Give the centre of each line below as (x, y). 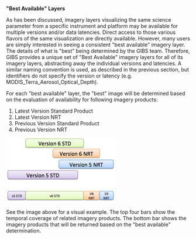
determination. (24, 231)
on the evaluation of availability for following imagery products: (82, 100)
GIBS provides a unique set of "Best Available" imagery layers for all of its (94, 57)
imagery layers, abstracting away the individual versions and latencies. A (94, 63)
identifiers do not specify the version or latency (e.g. (69, 76)
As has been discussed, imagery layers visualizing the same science (89, 20)
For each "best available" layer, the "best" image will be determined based (96, 93)
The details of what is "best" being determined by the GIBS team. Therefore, (98, 51)
